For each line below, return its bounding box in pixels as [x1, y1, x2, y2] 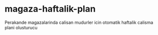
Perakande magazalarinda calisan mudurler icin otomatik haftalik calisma [4, 19, 154, 25]
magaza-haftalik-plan [4, 3, 96, 15]
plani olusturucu [4, 24, 38, 30]
